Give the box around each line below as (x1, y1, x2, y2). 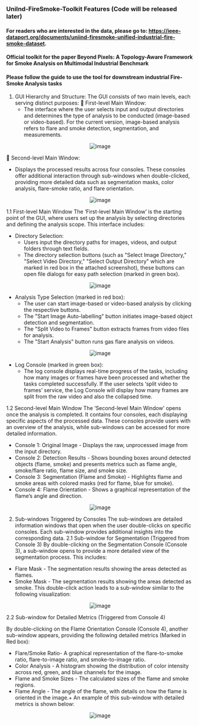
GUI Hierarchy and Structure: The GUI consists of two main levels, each (14, 93, 191, 100)
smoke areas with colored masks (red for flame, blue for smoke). (14, 480, 174, 487)
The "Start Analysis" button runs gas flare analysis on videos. (23, 338, 175, 345)
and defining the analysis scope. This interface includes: (6, 221, 145, 228)
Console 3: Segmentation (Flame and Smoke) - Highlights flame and (14, 473, 182, 481)
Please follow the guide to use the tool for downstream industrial (6, 74, 170, 81)
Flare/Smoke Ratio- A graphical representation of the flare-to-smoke (14, 650, 184, 657)
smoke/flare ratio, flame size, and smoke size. (14, 467, 128, 474)
